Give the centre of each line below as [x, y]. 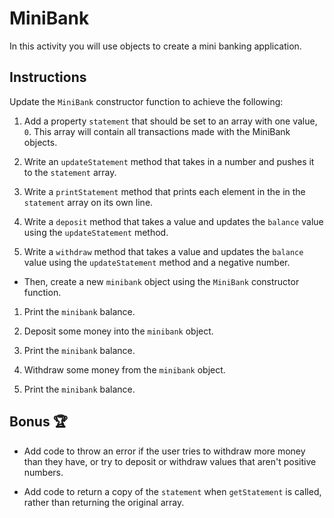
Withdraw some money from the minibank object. [124, 369]
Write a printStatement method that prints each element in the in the [164, 191]
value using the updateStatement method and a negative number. [157, 262]
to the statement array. [70, 172]
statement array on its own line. [88, 202]
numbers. [43, 472]
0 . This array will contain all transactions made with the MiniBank [157, 131]
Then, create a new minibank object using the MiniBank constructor [161, 281]
